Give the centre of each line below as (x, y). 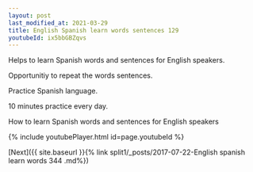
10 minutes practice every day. (58, 106)
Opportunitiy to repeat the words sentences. (80, 75)
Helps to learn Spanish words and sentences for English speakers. (117, 60)
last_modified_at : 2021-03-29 (58, 23)
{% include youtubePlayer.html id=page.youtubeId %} (96, 137)
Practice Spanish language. (53, 91)
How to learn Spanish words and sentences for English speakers (114, 122)
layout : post (30, 15)
